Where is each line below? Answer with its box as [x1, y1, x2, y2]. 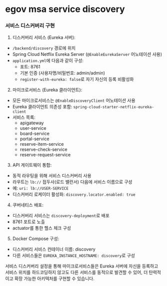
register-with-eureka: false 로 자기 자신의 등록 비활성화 [19, 76, 134, 82]
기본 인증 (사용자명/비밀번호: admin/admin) [19, 70, 105, 76]
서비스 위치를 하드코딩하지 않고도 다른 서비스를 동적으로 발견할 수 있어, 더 [5, 270, 148, 276]
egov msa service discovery [5, 3, 125, 15]
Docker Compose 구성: [12, 236, 59, 242]
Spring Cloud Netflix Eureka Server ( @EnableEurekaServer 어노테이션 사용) [12, 51, 162, 57]
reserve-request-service [19, 152, 71, 158]
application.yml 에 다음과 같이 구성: [12, 57, 84, 63]
